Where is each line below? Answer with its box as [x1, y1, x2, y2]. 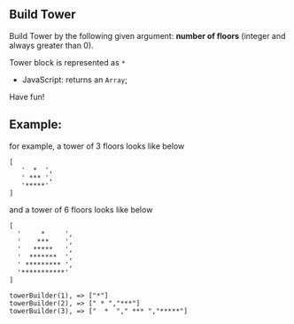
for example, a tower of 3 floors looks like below [9, 141, 185, 151]
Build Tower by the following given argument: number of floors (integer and [9, 30, 286, 41]
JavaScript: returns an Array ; [21, 74, 128, 85]
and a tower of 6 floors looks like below [9, 204, 153, 215]
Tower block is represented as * [9, 57, 126, 67]
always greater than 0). [9, 40, 95, 50]
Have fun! [9, 91, 45, 102]
